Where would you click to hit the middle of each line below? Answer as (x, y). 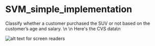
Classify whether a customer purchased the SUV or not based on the (78, 23)
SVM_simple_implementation (69, 9)
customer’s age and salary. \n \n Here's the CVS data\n (63, 28)
